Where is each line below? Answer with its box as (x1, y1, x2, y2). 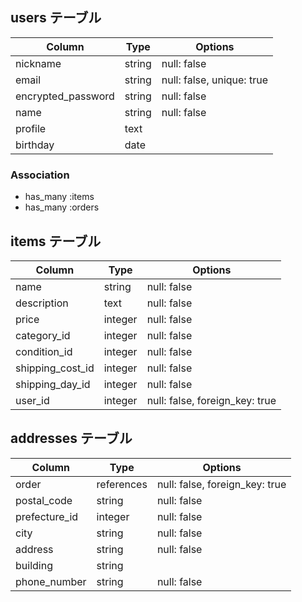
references (96, 477, 148, 491)
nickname (15, 56, 62, 70)
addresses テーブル (10, 430, 133, 447)
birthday (15, 138, 55, 152)
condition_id (15, 344, 73, 358)
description (15, 296, 69, 310)
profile (15, 121, 47, 135)
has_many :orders (24, 201, 100, 213)
